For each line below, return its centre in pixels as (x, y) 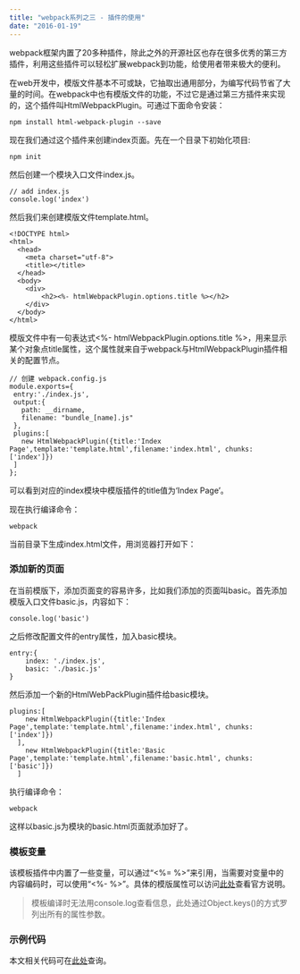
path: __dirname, (54, 410)
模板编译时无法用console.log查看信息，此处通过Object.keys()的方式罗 (159, 903)
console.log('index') (50, 199)
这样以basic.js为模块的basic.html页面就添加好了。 (101, 826)
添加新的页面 (37, 569)
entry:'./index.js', (51, 394)
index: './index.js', (65, 661)
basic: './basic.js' (63, 669)
